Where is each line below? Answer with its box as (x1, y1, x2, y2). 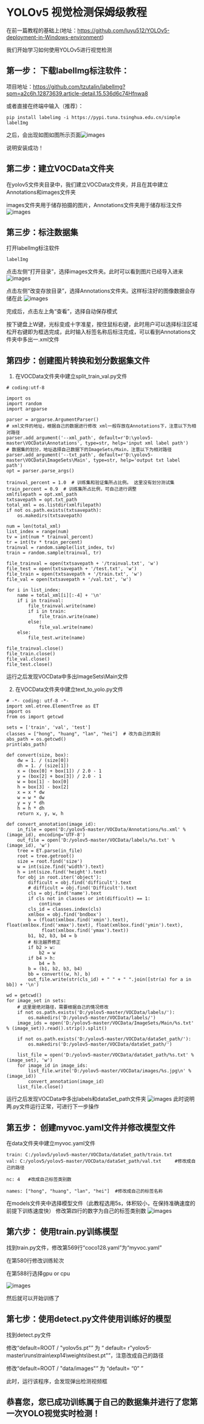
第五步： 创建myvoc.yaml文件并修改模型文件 (6, 1122, 176, 1133)
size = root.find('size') (17, 859, 83, 865)
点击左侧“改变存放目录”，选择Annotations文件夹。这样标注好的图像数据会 (6, 287, 190, 295)
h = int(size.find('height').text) (17, 869, 107, 875)
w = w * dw (17, 795, 45, 801)
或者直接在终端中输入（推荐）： (6, 102, 84, 109)
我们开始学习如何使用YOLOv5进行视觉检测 (6, 46, 112, 53)
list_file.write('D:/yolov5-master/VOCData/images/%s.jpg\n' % (28, 1068, 191, 1074)
